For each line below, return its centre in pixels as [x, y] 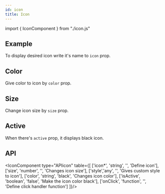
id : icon [14, 10]
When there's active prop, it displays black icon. [55, 138]
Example [19, 44]
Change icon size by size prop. [37, 110]
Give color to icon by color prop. [38, 83]
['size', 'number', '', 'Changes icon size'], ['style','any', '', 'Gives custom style [82, 170]
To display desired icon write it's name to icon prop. [58, 56]
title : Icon [17, 14]
